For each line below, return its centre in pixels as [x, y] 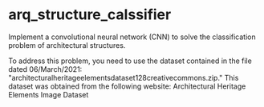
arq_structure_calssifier [90, 15]
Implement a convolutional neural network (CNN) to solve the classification [132, 37]
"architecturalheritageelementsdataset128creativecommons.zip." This [124, 77]
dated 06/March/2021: [45, 69]
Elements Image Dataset [49, 94]
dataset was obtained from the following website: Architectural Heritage [127, 86]
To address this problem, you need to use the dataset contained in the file [130, 61]
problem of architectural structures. [67, 45]
